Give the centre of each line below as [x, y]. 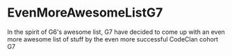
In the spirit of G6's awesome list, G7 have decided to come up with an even [116, 32]
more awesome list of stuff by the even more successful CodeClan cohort [113, 39]
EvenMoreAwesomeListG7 [85, 13]
